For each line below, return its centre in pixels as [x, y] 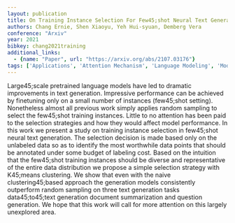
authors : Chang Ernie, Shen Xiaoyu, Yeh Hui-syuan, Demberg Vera [104, 27]
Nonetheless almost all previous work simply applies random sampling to [112, 108]
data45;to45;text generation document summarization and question [105, 197]
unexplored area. [32, 212]
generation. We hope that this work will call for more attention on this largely [117, 204]
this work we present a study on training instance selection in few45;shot [113, 130]
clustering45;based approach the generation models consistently [101, 182]
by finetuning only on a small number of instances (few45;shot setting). [110, 100]
